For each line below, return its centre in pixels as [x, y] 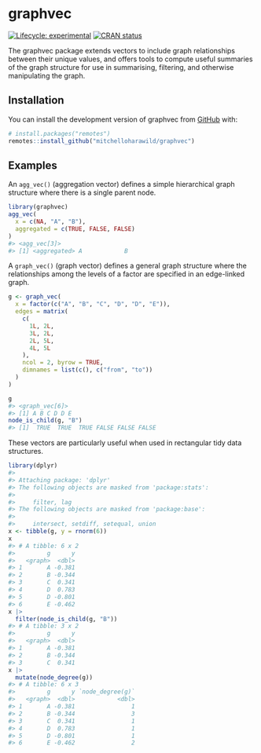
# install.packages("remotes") [59, 133]
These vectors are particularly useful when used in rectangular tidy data [125, 443]
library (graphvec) [38, 207]
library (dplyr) [33, 466]
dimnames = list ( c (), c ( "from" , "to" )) [88, 370]
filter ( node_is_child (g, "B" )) [66, 619]
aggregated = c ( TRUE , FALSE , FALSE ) [75, 228]
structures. [26, 451]
